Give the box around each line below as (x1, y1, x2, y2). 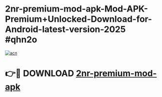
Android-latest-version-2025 (5, 24, 126, 35)
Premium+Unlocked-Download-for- (5, 14, 152, 25)
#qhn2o (5, 34, 37, 45)
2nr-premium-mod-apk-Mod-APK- (5, 3, 148, 14)
